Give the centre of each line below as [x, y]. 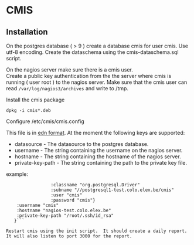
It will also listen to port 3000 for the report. [69, 236]
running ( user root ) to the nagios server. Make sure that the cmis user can [97, 82]
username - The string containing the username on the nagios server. [98, 150]
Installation [27, 32]
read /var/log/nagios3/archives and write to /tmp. [67, 88]
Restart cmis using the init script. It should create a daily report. [97, 231]
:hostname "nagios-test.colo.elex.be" [64, 210]
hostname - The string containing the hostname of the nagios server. [98, 156]
